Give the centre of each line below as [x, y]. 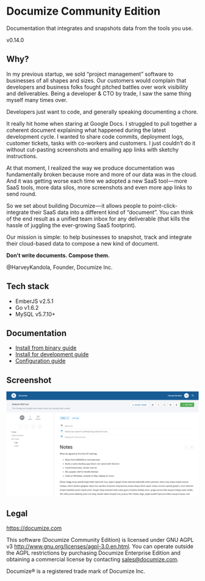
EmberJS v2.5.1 [34, 301]
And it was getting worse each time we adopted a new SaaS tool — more [97, 181]
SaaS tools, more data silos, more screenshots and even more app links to [99, 187]
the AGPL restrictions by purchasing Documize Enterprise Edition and [94, 553]
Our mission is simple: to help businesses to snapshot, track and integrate [99, 237]
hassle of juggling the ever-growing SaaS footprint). [71, 225]
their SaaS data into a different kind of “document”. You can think [112, 212]
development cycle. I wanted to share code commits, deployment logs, [95, 136]
